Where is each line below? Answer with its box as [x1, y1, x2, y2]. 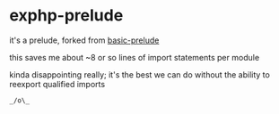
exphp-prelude [9, 5, 124, 26]
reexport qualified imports [9, 78, 106, 89]
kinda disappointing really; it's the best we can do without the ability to [9, 69, 271, 80]
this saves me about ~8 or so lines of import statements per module [9, 52, 260, 62]
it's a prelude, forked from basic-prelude [9, 35, 160, 45]
